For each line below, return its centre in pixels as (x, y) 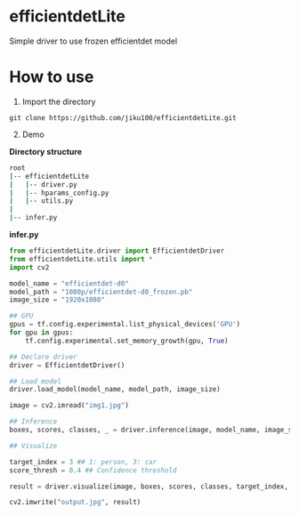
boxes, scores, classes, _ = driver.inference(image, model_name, (135, 430)
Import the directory (59, 101)
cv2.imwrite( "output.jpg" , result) (75, 503)
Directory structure (46, 151)
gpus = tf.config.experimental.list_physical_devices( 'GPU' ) (125, 325)
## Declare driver (43, 357)
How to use (52, 77)
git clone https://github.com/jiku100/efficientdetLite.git (123, 117)
